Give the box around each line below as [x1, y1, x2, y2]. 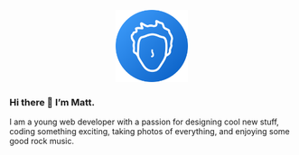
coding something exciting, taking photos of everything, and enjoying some [9, 126, 291, 137]
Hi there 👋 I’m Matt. [9, 96, 96, 108]
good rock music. [9, 136, 75, 147]
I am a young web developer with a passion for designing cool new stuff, [9, 116, 280, 127]
